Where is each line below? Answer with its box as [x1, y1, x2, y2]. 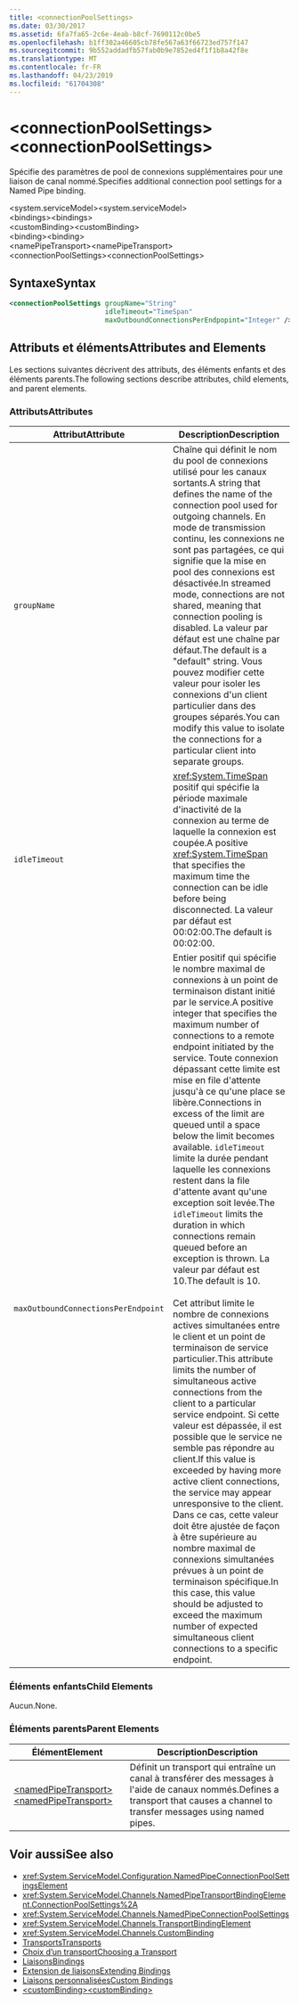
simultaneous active [173, 1375, 257, 1387]
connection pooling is [173, 611, 263, 623]
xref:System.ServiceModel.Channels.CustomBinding [21, 1927, 214, 1938]
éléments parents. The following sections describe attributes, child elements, [9, 374, 289, 384]
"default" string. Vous [173, 655, 263, 668]
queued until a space [173, 1119, 261, 1131]
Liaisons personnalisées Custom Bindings [21, 1975, 174, 1985]
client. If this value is [173, 1453, 256, 1466]
